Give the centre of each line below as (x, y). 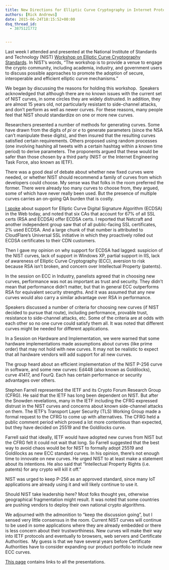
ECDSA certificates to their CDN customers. (51, 241)
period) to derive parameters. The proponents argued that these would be (82, 152)
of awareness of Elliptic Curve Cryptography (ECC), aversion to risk (75, 261)
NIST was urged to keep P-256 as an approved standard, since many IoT (80, 479)
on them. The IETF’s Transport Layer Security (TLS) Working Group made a (83, 411)
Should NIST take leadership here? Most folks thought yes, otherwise (77, 494)
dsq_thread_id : (21, 24)
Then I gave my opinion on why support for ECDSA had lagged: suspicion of (84, 250)
